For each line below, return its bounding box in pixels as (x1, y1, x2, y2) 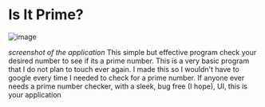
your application (8, 89, 61, 99)
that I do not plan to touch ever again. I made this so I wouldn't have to (8, 64, 239, 73)
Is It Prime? (8, 6, 84, 24)
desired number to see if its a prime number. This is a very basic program (8, 56, 250, 65)
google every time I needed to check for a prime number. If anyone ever (8, 73, 245, 82)
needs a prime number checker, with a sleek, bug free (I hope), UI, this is (8, 81, 247, 91)
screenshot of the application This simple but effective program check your (8, 47, 257, 57)
